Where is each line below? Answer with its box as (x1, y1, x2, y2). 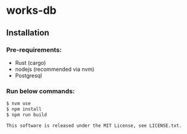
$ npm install (6, 106, 42, 112)
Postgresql (14, 72, 42, 79)
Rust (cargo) (14, 59, 46, 66)
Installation (6, 28, 49, 38)
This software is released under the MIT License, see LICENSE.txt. (6, 123, 182, 129)
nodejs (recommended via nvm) (14, 65, 95, 73)
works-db (6, 4, 57, 17)
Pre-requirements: (6, 46, 62, 54)
